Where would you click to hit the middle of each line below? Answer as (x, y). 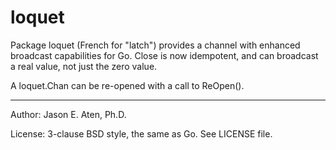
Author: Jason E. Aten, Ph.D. (68, 114)
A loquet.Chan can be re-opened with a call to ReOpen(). (127, 85)
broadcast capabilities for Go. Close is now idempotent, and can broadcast (164, 55)
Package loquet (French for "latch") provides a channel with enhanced (155, 45)
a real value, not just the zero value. (84, 66)
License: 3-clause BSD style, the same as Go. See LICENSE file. (141, 133)
